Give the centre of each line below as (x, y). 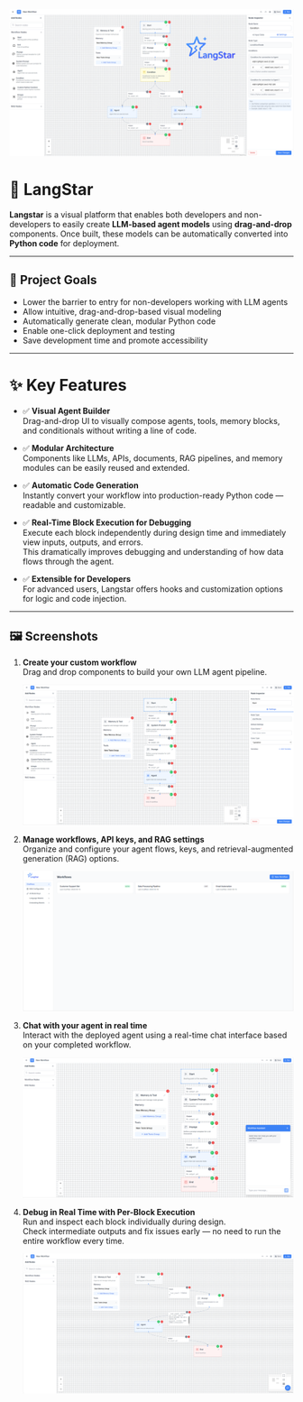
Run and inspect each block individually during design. (124, 1222)
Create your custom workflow (79, 662)
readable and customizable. (74, 504)
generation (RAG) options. (71, 859)
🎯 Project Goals (53, 280)
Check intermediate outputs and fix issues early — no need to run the (151, 1231)
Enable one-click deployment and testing (99, 330)
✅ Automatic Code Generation (80, 485)
